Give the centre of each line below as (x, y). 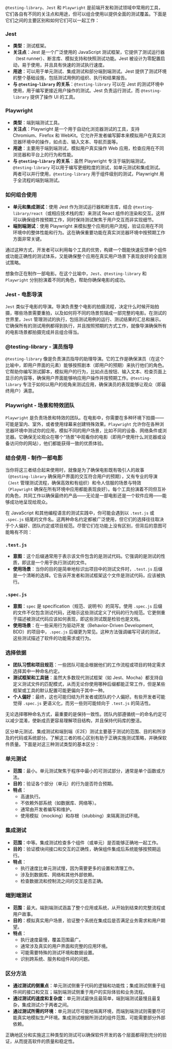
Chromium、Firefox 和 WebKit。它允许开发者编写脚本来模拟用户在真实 (87, 135)
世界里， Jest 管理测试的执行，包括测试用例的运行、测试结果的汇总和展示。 (84, 319)
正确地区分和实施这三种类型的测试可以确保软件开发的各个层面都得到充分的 (84, 1035)
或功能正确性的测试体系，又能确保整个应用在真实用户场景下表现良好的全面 (84, 256)
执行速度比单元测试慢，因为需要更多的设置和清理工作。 (79, 868)
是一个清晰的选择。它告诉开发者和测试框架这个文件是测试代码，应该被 (87, 575)
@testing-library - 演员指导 (39, 347)
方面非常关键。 (28, 239)
